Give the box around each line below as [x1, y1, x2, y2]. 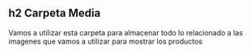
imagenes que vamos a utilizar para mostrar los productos [8, 36, 203, 46]
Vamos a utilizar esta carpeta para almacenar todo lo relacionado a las [8, 27, 243, 37]
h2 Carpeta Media [8, 6, 101, 20]
